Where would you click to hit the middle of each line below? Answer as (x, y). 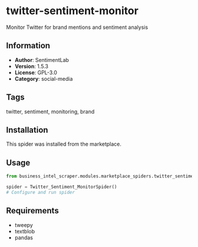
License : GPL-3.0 (36, 73)
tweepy (24, 225)
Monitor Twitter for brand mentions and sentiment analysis (77, 27)
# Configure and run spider (41, 192)
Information (28, 46)
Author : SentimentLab (42, 60)
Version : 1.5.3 (32, 66)
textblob (25, 231)
